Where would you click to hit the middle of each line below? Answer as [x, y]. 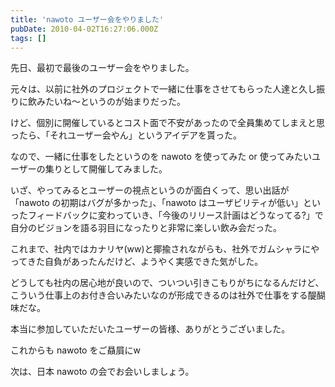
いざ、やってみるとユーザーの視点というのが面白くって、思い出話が [150, 190]
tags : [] [28, 38]
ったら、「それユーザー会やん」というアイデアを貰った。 [126, 135]
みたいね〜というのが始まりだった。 [111, 102]
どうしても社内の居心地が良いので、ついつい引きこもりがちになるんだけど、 [167, 283]
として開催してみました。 [115, 169]
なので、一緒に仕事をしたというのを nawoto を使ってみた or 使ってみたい [161, 157]
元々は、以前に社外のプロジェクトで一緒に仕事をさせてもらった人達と [155, 89]
